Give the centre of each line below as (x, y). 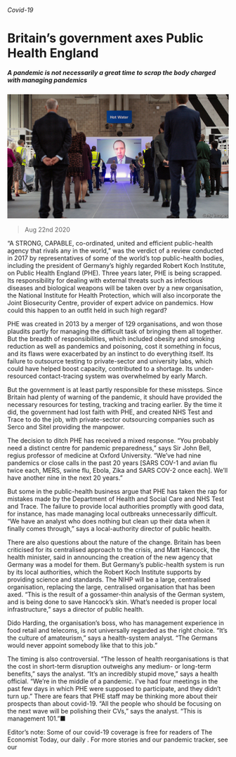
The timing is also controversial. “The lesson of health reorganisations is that (118, 659)
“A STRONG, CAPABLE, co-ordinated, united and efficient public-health (110, 243)
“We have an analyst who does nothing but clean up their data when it (109, 521)
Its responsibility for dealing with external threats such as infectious (105, 281)
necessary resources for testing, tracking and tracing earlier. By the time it (115, 405)
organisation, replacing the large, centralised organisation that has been (111, 587)
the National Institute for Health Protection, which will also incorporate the (114, 295)
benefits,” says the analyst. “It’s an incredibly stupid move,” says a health (113, 674)
